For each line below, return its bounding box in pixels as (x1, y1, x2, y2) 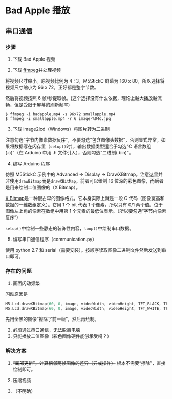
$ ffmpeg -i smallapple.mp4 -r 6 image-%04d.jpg (5, 116, 111, 121)
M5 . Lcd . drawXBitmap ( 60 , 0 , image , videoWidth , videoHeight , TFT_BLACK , (5, 301, 161, 307)
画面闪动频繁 (12, 280, 40, 286)
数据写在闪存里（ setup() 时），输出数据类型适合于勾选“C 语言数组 (14, 143, 152, 149)
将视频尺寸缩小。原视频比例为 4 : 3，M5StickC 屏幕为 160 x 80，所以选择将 (5, 77, 165, 84)
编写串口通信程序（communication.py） (12, 236, 97, 242)
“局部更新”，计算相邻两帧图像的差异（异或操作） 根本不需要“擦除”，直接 (12, 360, 166, 366)
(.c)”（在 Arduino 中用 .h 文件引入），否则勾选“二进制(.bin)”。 (5, 149, 134, 155)
